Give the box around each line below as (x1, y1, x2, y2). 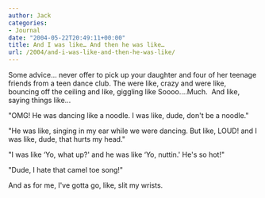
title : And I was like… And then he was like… (8, 41, 165, 49)
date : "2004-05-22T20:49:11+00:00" (8, 33, 126, 42)
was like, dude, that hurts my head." (8, 135, 125, 143)
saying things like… (8, 96, 71, 105)
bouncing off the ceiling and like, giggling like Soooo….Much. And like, (8, 87, 240, 96)
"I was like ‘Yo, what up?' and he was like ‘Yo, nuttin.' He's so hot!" (8, 150, 225, 159)
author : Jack (8, 11, 52, 20)
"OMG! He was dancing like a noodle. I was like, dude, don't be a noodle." (8, 111, 249, 120)
